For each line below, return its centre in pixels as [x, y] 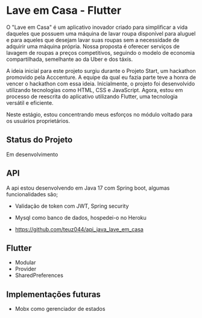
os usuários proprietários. [38, 120]
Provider [26, 269]
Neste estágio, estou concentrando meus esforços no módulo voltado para [99, 114]
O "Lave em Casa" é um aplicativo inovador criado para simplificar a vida [97, 27]
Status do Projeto [39, 140]
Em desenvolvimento [32, 154]
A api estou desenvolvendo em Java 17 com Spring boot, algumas [88, 188]
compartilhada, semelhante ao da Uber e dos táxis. [70, 59]
